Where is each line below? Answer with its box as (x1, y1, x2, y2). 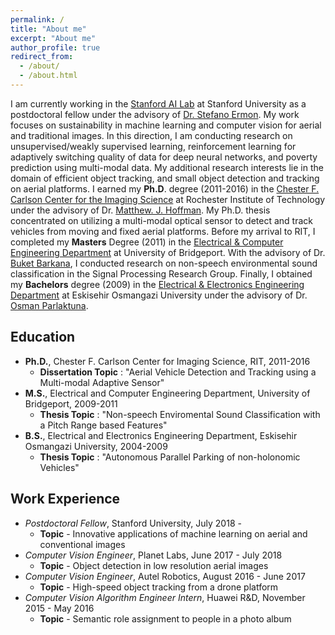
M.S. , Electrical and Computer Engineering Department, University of (24, 387, 311, 399)
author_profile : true (10, 42, 101, 53)
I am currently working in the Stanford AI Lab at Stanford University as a (10, 97, 307, 110)
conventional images (39, 538, 126, 550)
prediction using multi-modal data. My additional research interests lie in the (10, 161, 324, 173)
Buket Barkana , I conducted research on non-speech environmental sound (10, 257, 318, 269)
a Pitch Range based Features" (39, 419, 168, 431)
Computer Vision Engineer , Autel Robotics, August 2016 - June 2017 (24, 570, 306, 582)
